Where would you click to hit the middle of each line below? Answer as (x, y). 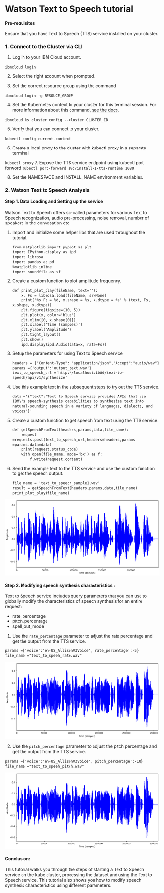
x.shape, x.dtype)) (32, 305)
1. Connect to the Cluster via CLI (44, 47)
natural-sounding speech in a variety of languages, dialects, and (82, 406)
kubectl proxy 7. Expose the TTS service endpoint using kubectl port (75, 162)
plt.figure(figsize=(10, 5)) (51, 310)
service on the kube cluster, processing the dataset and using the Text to (79, 875)
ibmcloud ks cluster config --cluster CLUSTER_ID (57, 120)
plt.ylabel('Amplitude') (47, 329)
